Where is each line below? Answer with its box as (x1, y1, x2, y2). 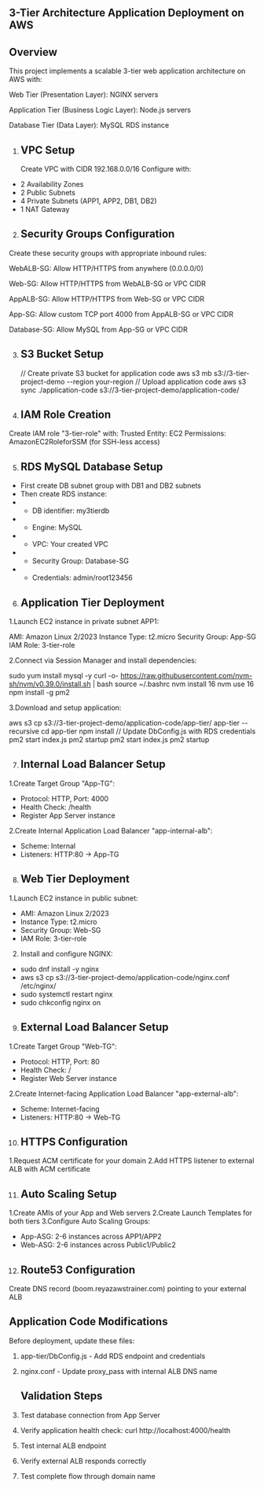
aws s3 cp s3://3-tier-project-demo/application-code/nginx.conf (20, 972, 230, 982)
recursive (9, 726, 40, 736)
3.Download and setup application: (9, 703, 122, 712)
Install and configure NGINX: (20, 949, 113, 958)
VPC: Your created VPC (31, 540, 108, 549)
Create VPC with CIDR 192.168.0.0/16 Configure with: (20, 165, 192, 174)
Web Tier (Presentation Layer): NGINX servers (9, 90, 159, 99)
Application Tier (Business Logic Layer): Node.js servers (9, 106, 192, 115)
